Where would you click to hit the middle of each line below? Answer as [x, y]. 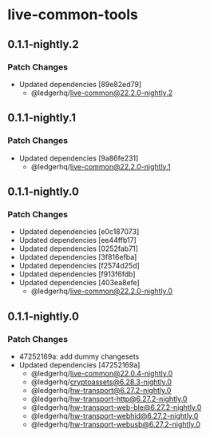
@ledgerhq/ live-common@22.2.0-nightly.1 [101, 166]
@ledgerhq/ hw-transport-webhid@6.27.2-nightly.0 [115, 415]
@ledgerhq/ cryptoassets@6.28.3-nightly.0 [101, 382]
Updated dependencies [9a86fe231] [79, 158]
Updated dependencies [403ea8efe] [79, 283]
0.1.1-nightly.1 [42, 118]
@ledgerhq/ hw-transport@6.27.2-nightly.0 [101, 390]
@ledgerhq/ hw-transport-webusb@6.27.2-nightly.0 [116, 424]
